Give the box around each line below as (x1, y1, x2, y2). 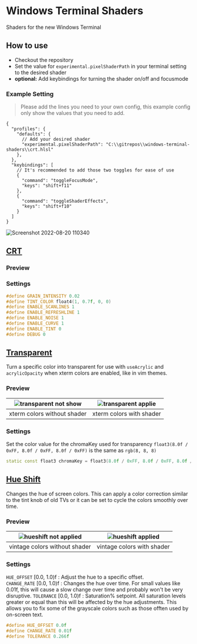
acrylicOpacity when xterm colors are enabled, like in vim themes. (6, 369, 168, 377)
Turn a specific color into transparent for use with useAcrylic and (6, 364, 164, 371)
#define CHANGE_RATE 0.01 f (6, 628, 72, 634)
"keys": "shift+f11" (21, 183, 72, 189)
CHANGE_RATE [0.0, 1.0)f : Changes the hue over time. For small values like (6, 580, 181, 587)
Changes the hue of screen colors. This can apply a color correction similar (6, 490, 188, 497)
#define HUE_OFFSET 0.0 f (6, 623, 67, 629)
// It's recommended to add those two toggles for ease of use (16, 167, 175, 173)
